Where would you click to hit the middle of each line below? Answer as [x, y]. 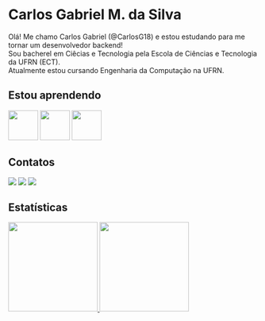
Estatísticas [38, 207]
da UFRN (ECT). [35, 62]
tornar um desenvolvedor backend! [65, 44]
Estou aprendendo [55, 96]
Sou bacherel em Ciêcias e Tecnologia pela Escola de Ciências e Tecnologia [133, 53]
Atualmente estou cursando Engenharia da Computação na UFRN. [116, 70]
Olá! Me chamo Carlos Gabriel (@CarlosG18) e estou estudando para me [127, 37]
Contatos [32, 162]
